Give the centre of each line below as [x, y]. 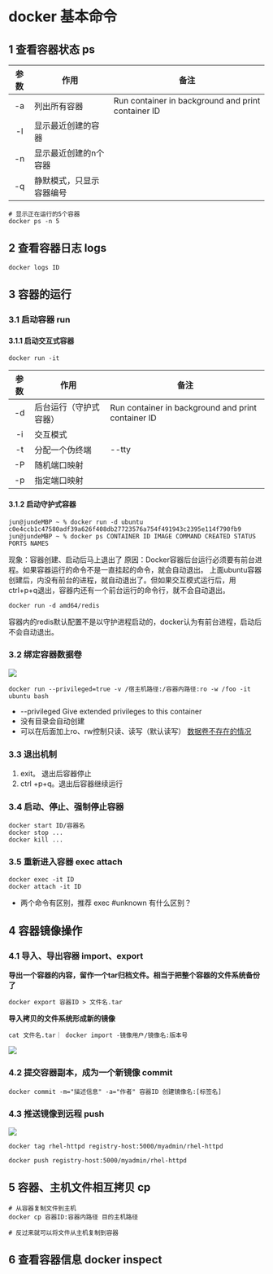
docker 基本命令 [63, 17]
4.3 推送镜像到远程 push [56, 1114]
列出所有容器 [58, 106]
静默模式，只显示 [67, 180]
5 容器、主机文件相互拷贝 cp [80, 1187]
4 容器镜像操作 [45, 931]
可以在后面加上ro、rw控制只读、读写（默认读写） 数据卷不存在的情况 [136, 731]
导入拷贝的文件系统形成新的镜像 [62, 1018]
